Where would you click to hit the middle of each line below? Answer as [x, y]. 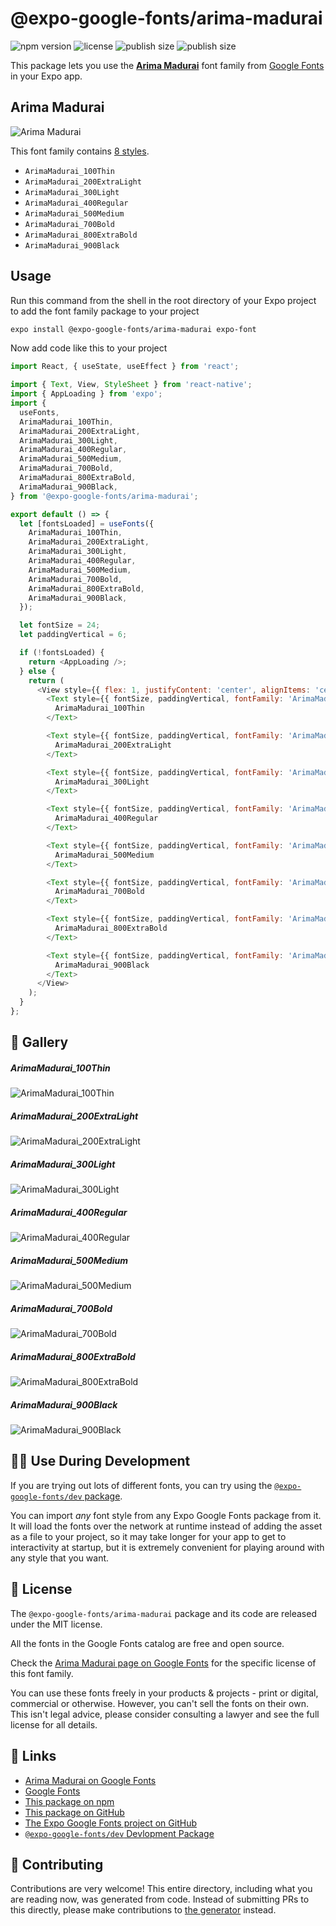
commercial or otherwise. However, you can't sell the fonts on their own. [159, 1703]
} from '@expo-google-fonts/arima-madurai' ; [104, 496]
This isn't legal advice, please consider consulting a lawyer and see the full [165, 1714]
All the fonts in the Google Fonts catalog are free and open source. [147, 1643]
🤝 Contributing [57, 1864]
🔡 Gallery [39, 1042]
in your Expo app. [46, 76]
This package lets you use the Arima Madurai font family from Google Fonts [167, 65]
